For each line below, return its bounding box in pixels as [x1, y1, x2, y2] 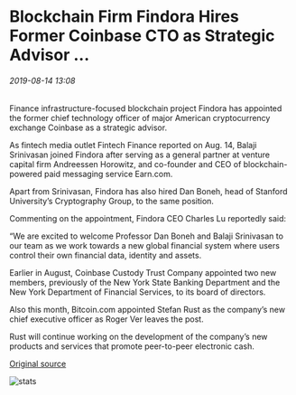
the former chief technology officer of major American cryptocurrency [9, 113, 271, 124]
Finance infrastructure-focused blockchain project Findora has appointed [9, 103, 282, 114]
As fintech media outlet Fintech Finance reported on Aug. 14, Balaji [9, 140, 257, 151]
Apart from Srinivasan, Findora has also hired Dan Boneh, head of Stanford [9, 186, 288, 197]
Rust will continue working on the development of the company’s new [9, 332, 268, 343]
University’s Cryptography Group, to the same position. [9, 196, 215, 207]
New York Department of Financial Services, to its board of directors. [9, 287, 266, 297]
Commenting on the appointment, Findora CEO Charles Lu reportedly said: [9, 213, 287, 224]
